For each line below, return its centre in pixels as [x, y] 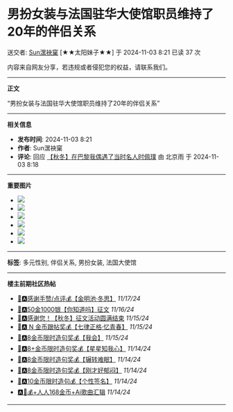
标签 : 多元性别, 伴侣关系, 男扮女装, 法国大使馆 [72, 262]
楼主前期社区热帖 [32, 283]
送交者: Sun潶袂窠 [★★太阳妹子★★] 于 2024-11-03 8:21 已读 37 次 [104, 52]
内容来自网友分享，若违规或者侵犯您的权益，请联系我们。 [89, 67]
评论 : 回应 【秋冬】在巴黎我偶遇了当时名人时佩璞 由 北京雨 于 [104, 157]
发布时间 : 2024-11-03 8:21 [54, 139]
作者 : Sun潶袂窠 [40, 148]
